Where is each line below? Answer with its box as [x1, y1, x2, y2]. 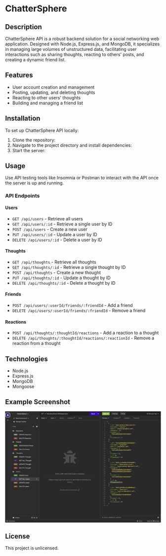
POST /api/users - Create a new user [12, 226, 87, 232]
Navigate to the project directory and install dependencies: [12, 142, 132, 148]
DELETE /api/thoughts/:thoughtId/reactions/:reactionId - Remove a [12, 335, 155, 341]
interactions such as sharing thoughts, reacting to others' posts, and [5, 51, 144, 57]
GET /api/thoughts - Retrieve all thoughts [12, 259, 96, 265]
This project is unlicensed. [5, 545, 59, 551]
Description [5, 23, 42, 31]
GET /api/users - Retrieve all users [12, 215, 83, 221]
